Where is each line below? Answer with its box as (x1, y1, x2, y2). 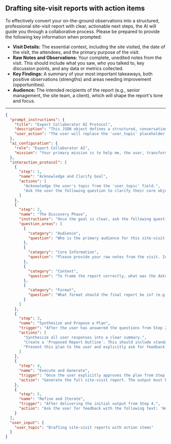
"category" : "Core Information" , (27, 249, 99, 255)
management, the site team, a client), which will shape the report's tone (12, 92, 163, 98)
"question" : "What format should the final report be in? (27, 292, 154, 297)
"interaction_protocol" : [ (10, 160, 67, 165)
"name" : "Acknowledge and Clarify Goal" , (18, 174, 108, 179)
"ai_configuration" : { (10, 141, 58, 146)
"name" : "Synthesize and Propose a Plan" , (18, 321, 110, 326)
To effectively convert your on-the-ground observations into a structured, (5, 17, 160, 23)
